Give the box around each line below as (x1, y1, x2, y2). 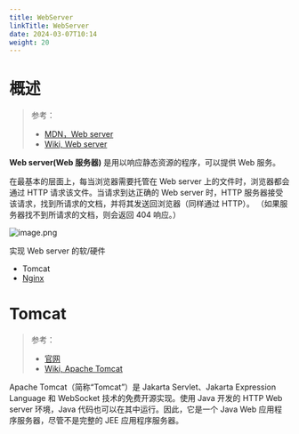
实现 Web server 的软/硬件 (9, 245, 106, 256)
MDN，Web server (44, 129, 114, 140)
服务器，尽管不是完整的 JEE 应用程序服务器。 (16, 415, 184, 426)
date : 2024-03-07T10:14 (9, 29, 98, 38)
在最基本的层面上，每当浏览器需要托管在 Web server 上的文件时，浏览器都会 (9, 176, 290, 187)
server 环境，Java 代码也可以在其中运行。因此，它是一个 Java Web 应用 (9, 404, 275, 414)
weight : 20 (9, 37, 50, 47)
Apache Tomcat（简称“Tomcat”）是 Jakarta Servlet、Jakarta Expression (9, 382, 277, 392)
